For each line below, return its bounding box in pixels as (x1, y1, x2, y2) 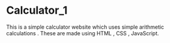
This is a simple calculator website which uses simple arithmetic (6, 23, 165, 30)
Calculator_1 (6, 4, 68, 17)
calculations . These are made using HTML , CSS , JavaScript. (6, 29, 159, 36)
